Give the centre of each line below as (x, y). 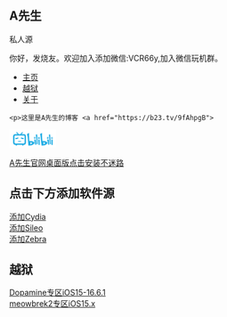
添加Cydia (28, 216)
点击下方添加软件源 (62, 194)
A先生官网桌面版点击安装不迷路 (67, 162)
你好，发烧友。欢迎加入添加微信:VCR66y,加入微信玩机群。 (116, 58)
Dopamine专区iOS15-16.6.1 (57, 293)
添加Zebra (28, 239)
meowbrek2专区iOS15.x (53, 304)
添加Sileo (26, 228)
